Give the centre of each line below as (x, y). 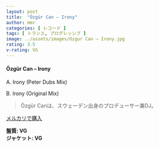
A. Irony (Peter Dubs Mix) (37, 82)
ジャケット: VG (24, 138)
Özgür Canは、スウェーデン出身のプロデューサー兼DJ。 (89, 105)
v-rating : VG (22, 50)
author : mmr (21, 22)
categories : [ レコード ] (36, 28)
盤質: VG (17, 130)
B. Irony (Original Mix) (33, 93)
